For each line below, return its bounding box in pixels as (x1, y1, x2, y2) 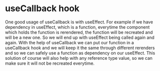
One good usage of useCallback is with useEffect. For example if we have (5, 19, 153, 25)
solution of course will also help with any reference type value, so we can (5, 55, 153, 61)
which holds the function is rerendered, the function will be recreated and (5, 29, 153, 35)
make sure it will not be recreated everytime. (5, 60, 95, 66)
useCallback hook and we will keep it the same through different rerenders (5, 45, 155, 51)
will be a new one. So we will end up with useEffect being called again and (5, 35, 155, 40)
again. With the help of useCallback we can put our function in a (5, 39, 134, 45)
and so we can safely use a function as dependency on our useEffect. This (5, 50, 155, 56)
